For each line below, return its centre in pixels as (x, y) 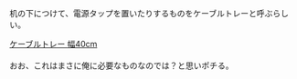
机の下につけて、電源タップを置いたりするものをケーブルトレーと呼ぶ (141, 13)
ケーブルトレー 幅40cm (53, 44)
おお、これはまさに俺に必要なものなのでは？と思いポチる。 (122, 65)
